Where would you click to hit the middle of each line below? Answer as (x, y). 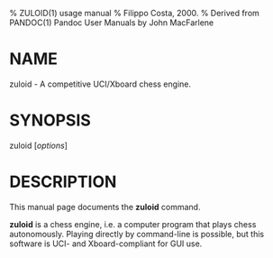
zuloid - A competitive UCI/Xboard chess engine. (100, 84)
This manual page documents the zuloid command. (105, 207)
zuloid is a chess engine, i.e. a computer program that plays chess (133, 224)
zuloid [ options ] (38, 145)
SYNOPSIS (50, 120)
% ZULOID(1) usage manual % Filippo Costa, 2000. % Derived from (134, 13)
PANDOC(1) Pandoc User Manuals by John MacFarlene (112, 23)
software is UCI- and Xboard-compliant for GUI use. (106, 244)
